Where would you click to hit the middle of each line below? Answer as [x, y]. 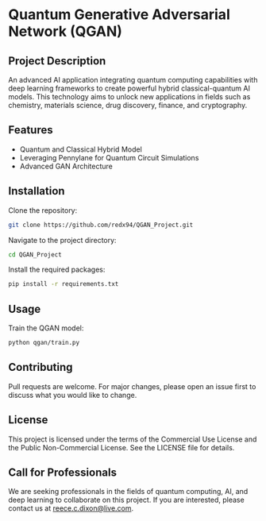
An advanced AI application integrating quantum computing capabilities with [133, 80]
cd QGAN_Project [35, 255]
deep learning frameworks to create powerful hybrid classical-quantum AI [129, 88]
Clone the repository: [43, 210]
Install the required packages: [57, 270]
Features [31, 130]
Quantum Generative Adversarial [119, 15]
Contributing [40, 367]
